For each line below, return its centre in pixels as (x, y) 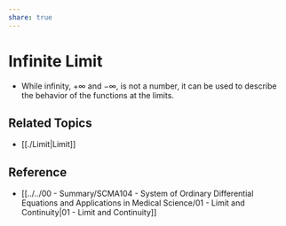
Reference (38, 172)
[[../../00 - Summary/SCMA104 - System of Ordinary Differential (137, 194)
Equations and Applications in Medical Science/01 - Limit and (133, 203)
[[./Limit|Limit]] (48, 144)
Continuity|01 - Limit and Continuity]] (89, 213)
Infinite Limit (56, 61)
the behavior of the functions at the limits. (98, 95)
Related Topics (50, 123)
